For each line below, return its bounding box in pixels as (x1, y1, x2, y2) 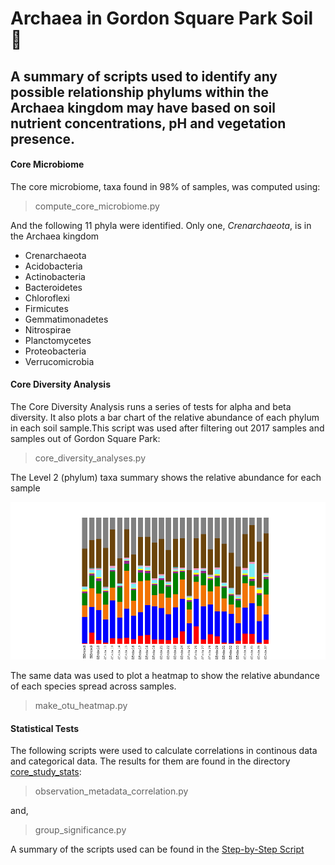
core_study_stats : (10, 766, 82, 778)
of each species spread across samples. (10, 680, 177, 692)
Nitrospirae (24, 323, 72, 336)
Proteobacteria (24, 345, 87, 357)
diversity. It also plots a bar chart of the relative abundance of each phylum (10, 411, 320, 423)
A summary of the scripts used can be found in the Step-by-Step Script (10, 843, 305, 856)
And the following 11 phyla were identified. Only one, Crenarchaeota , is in (10, 219, 312, 231)
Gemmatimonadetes (24, 313, 109, 325)
